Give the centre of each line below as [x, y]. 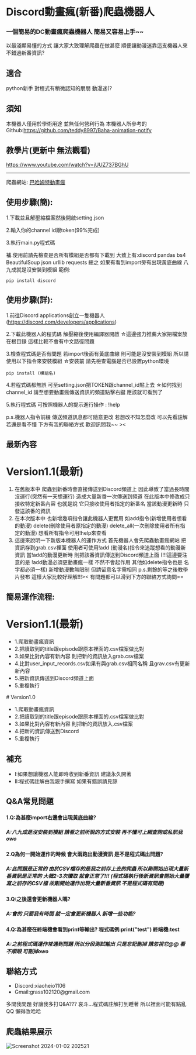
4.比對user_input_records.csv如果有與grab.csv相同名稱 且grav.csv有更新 [102, 664]
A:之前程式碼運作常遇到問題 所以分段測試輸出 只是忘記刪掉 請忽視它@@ [92, 944]
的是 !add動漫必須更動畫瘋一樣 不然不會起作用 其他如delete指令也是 [101, 562]
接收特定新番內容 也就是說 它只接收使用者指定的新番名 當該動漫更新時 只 [102, 503]
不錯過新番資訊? [25, 53]
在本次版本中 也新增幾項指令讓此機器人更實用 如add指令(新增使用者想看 [101, 518]
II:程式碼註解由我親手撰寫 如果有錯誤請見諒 [66, 781]
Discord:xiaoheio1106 [40, 986]
